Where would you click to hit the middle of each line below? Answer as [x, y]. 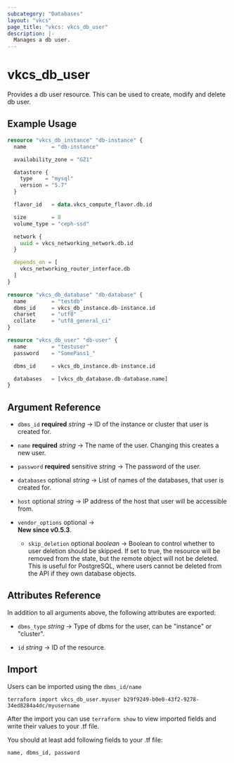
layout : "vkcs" [30, 20]
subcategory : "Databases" [45, 14]
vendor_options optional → [56, 523]
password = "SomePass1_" [55, 353]
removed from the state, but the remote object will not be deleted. [123, 559]
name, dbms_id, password [44, 752]
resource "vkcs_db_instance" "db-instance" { [75, 140]
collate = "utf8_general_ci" [63, 321]
